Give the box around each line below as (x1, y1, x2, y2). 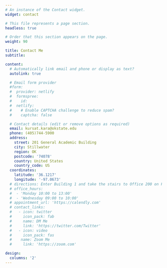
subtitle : (5, 53, 26, 58)
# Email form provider (9, 80, 57, 85)
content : (5, 62, 23, 67)
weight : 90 (5, 39, 28, 44)
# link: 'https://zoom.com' (9, 242, 77, 247)
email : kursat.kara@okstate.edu (9, 126, 77, 131)
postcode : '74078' (14, 154, 52, 159)
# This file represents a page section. (5, 21, 90, 26)
